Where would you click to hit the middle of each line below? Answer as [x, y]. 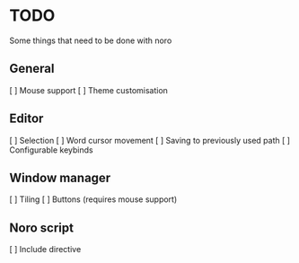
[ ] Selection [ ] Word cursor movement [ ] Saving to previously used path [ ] [149, 140]
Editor [26, 119]
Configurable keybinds [51, 150]
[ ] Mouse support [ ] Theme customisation [89, 90]
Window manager [60, 177]
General [32, 69]
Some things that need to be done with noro [91, 40]
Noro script [42, 228]
